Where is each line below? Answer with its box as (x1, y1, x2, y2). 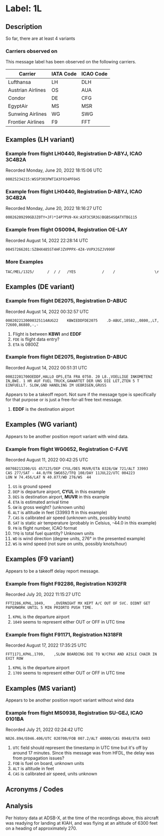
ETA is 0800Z (12, 341, 39, 347)
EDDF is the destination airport (12, 406, 75, 412)
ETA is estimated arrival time (12, 499, 69, 505)
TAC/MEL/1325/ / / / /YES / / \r (5, 269, 160, 274)
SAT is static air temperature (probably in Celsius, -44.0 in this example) (12, 520, 157, 525)
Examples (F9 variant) (5, 555, 74, 563)
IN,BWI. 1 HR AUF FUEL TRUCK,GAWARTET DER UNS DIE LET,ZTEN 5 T (5, 378, 140, 383)
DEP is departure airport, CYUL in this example (12, 489, 106, 495)
